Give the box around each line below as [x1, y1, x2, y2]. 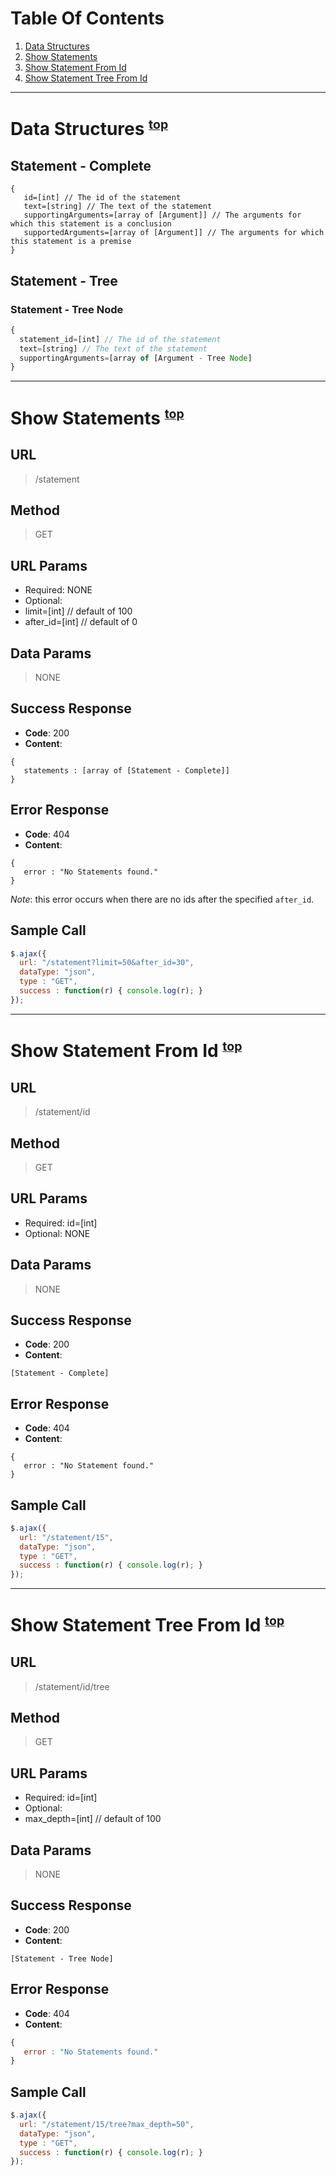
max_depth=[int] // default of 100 [24, 1813, 162, 1825]
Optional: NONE [24, 1227, 91, 1239]
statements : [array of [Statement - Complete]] [23, 765, 230, 776]
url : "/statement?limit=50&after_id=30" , [19, 958, 195, 968]
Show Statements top [10, 405, 185, 429]
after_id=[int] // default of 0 [24, 616, 138, 628]
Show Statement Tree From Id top [10, 1613, 285, 1637]
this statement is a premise [10, 237, 132, 247]
